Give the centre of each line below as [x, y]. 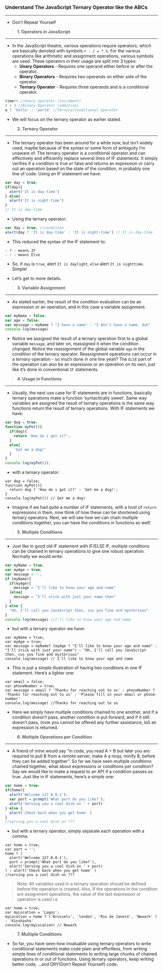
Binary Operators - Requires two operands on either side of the [83, 77]
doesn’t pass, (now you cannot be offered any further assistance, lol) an [84, 722]
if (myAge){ [20, 583]
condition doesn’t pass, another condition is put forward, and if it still [81, 717]
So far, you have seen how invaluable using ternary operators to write [81, 944]
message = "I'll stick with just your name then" [65, 597]
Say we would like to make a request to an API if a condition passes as [82, 771]
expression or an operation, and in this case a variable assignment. [79, 307]
